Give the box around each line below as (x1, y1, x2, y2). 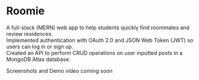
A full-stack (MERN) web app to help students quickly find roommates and (6, 24, 190, 31)
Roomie (6, 4, 45, 18)
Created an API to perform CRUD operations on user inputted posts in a (6, 49, 183, 56)
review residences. (6, 30, 53, 37)
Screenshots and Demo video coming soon (6, 67, 113, 74)
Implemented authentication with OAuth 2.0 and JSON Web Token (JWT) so (6, 36, 194, 44)
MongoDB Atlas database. (6, 56, 71, 63)
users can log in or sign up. (6, 43, 74, 50)
